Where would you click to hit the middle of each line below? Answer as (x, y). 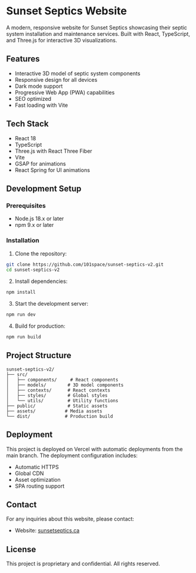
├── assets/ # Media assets (54, 411)
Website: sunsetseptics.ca (47, 531)
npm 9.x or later (34, 225)
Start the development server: (52, 304)
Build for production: (40, 326)
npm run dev (21, 315)
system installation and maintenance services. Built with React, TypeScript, (98, 33)
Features (23, 59)
